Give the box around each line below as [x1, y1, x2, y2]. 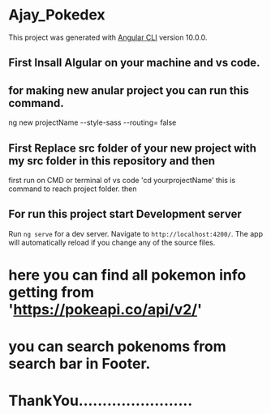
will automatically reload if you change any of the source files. [8, 237, 216, 247]
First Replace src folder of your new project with [8, 141, 257, 155]
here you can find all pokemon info [8, 266, 247, 284]
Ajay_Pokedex [8, 6, 105, 24]
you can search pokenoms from [8, 338, 226, 356]
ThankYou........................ [8, 391, 193, 410]
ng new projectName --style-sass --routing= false [8, 117, 177, 127]
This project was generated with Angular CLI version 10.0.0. [8, 32, 208, 42]
